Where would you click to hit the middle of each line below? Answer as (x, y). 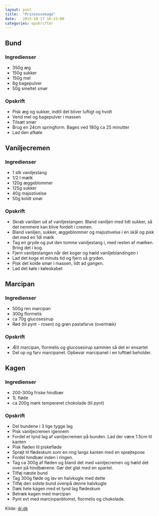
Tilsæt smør (24, 122)
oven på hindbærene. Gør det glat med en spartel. (63, 468)
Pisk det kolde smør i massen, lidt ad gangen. (58, 263)
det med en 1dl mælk (33, 237)
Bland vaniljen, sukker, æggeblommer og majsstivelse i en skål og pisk (83, 232)
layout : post (18, 10)
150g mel (21, 78)
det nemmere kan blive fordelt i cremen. (52, 227)
